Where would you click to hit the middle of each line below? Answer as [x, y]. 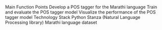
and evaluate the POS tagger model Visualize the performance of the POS [81, 12]
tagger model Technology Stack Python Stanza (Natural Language [73, 17]
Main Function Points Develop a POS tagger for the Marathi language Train [81, 7]
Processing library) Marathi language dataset [51, 22]
